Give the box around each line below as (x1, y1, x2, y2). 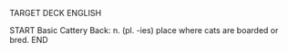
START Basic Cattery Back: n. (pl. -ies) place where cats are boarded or (9, 25, 279, 35)
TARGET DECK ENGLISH (9, 8, 102, 18)
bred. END (9, 35, 48, 45)
